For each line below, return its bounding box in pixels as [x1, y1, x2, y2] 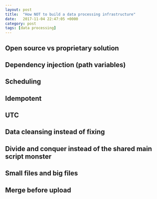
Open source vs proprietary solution [5, 44, 119, 52]
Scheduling [5, 78, 41, 86]
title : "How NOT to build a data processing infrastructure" [5, 12, 136, 17]
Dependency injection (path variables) [5, 60, 126, 69]
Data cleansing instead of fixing [5, 128, 105, 136]
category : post [5, 21, 37, 26]
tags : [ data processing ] [5, 26, 56, 31]
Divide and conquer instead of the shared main [5, 144, 152, 153]
